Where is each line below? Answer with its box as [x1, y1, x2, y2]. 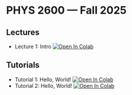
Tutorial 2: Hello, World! [14, 82, 73, 89]
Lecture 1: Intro [14, 43, 51, 50]
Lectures [6, 27, 40, 37]
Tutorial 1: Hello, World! [14, 75, 72, 83]
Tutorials [6, 60, 40, 70]
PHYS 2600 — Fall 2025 [6, 4, 127, 17]
